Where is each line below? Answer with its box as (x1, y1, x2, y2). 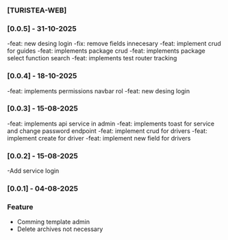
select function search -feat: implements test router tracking (7, 54, 177, 62)
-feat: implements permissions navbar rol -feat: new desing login (7, 86, 190, 95)
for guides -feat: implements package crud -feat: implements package (7, 47, 205, 55)
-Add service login (7, 167, 60, 175)
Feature (7, 202, 34, 211)
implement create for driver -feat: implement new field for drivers (7, 134, 191, 142)
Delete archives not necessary (16, 225, 103, 233)
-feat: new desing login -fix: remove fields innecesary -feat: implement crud (7, 40, 221, 48)
